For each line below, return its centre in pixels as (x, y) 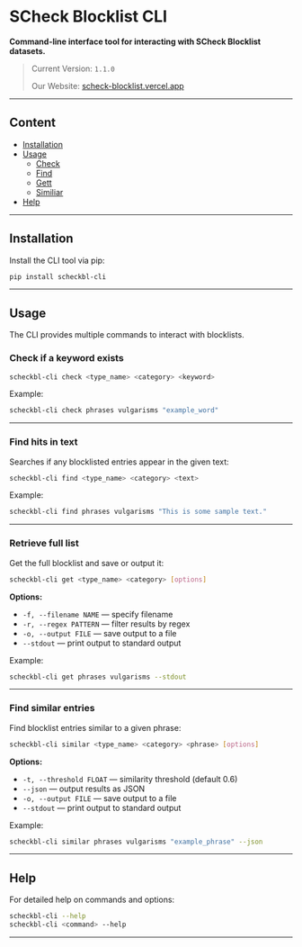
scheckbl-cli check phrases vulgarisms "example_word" (114, 410)
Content (33, 123)
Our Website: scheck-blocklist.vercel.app (107, 86)
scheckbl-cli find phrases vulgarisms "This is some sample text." (138, 512)
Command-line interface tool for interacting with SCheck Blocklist (135, 41)
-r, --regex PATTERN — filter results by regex (106, 624)
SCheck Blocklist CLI (89, 17)
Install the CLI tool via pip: (57, 260)
